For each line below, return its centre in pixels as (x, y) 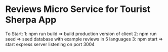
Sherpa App (31, 20)
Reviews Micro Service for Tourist (78, 9)
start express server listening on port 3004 (50, 44)
